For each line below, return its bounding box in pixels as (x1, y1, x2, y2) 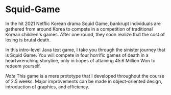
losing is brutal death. (5, 37, 51, 43)
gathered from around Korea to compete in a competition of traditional (5, 26, 153, 32)
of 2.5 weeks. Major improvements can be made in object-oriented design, (5, 78, 162, 84)
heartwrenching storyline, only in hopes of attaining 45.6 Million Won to (5, 57, 156, 63)
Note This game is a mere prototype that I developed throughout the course (5, 73, 164, 79)
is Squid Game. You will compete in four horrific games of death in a (5, 52, 149, 58)
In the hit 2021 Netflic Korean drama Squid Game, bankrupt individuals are (5, 20, 161, 27)
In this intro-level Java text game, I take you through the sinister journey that (5, 46, 166, 53)
